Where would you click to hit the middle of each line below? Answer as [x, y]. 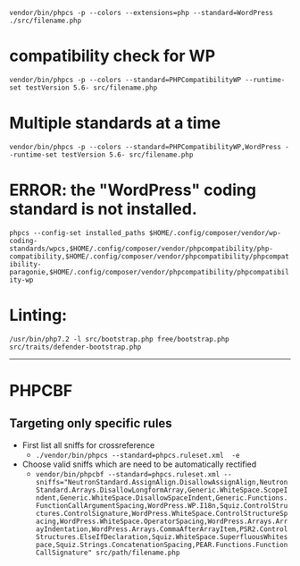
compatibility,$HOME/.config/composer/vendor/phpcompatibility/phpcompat [150, 256]
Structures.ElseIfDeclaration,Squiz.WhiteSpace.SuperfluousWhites [162, 536]
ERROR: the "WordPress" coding [133, 190]
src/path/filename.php [137, 553]
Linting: [38, 315]
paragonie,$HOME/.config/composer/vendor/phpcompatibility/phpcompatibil [150, 272]
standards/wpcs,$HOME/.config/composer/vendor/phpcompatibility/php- [142, 249]
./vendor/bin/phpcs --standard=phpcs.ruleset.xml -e [137, 455]
